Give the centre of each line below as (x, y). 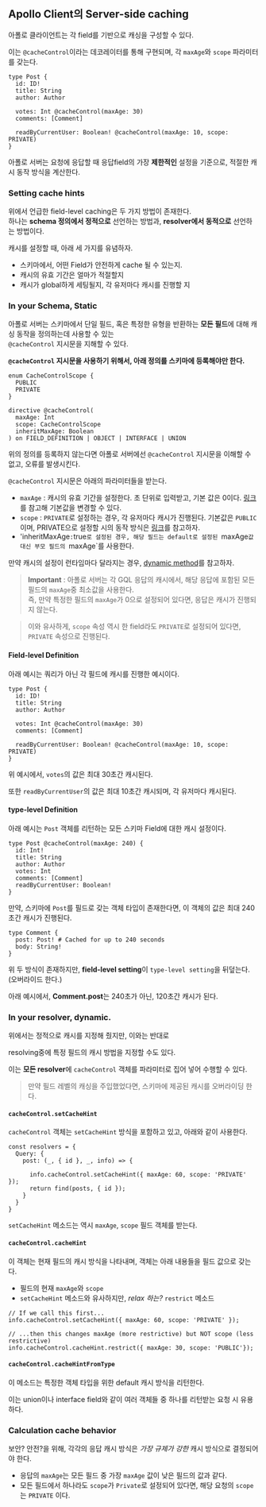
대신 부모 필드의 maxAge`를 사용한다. (77, 546)
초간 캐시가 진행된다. (40, 918)
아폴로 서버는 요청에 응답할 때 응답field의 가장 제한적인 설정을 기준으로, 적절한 (129, 162)
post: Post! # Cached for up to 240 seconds (90, 940)
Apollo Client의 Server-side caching (98, 14)
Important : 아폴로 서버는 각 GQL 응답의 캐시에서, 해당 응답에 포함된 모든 (141, 580)
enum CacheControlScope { (51, 376)
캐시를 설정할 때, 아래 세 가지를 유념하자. (71, 248)
